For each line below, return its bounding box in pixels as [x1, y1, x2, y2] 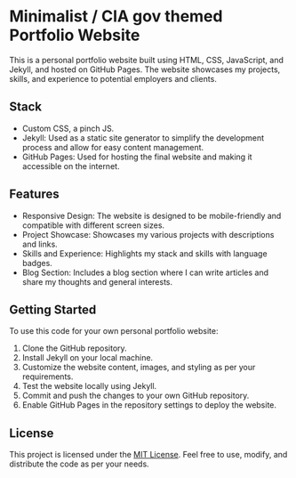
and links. [21, 239, 58, 249]
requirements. [21, 371, 74, 382]
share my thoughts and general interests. [21, 276, 173, 287]
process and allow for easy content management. [21, 142, 204, 152]
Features [9, 187, 60, 202]
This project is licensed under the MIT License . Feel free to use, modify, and [9, 450, 288, 460]
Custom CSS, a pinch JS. [21, 123, 115, 134]
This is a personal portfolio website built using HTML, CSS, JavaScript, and [9, 54, 284, 65]
